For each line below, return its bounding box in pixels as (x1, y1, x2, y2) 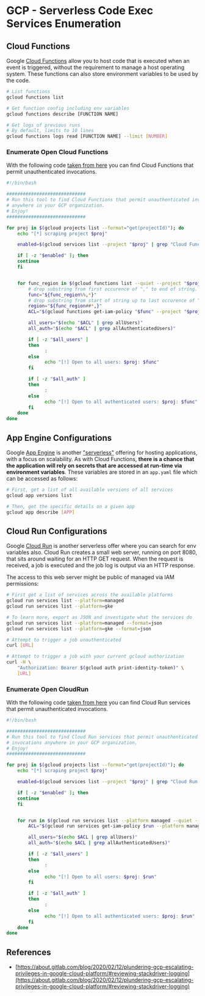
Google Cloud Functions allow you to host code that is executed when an (6, 57, 190, 64)
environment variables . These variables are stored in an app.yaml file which (6, 468, 198, 476)
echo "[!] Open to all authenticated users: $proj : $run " (45, 913, 195, 919)
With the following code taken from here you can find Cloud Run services (6, 699, 191, 706)
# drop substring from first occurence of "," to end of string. (28, 286, 198, 292)
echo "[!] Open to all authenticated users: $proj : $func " (45, 399, 198, 405)
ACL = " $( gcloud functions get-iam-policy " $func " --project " (28, 309, 187, 315)
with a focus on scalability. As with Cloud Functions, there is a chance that (6, 455, 195, 462)
